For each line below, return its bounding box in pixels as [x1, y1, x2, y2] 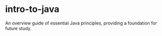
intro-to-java [5, 3, 59, 15]
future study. [5, 25, 31, 31]
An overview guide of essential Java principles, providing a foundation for [5, 20, 157, 26]
